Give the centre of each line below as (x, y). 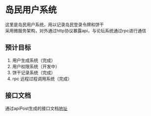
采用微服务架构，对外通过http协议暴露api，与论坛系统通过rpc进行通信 (75, 30)
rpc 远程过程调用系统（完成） (42, 78)
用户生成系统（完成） (34, 60)
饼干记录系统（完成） (34, 72)
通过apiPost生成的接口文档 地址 (36, 108)
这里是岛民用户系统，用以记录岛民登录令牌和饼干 (54, 24)
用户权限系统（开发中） (36, 66)
